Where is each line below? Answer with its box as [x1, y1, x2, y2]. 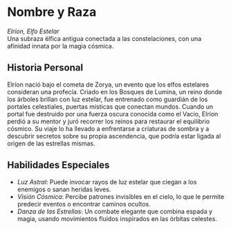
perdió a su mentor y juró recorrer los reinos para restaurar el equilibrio [7, 117, 210, 125]
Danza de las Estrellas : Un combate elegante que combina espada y [17, 207, 213, 215]
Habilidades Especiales [7, 159, 110, 171]
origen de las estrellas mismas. [7, 139, 95, 148]
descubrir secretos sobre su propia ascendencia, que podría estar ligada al [7, 132, 221, 140]
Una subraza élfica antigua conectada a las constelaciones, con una [7, 34, 202, 42]
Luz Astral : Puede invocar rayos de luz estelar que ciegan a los [17, 177, 197, 186]
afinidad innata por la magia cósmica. [7, 42, 114, 50]
